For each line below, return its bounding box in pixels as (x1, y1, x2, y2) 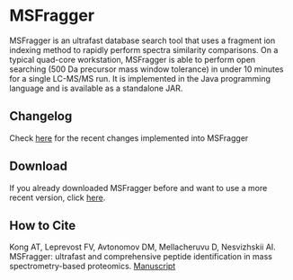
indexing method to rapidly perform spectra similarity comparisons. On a (9, 44, 279, 55)
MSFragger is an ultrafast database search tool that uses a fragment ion (9, 35, 276, 46)
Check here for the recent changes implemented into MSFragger (9, 132, 249, 144)
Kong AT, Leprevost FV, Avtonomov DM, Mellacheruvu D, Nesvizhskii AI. (9, 241, 276, 252)
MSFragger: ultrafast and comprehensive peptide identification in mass (9, 251, 272, 262)
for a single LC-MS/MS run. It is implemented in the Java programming (9, 73, 271, 83)
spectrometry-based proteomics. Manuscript (9, 261, 176, 272)
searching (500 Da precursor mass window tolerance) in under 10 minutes (9, 64, 284, 74)
